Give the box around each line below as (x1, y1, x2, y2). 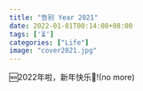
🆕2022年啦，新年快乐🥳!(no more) (9, 72, 135, 83)
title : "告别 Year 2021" (9, 12, 99, 22)
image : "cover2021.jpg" (9, 46, 98, 55)
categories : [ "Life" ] (9, 37, 90, 47)
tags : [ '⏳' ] (9, 29, 55, 38)
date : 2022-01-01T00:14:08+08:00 (9, 21, 133, 30)
